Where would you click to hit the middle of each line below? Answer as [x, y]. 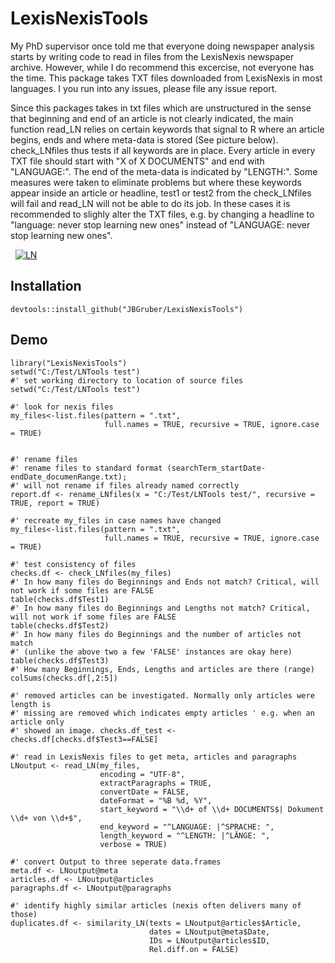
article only [37, 722]
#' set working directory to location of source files [127, 380]
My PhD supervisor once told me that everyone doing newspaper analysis [162, 46]
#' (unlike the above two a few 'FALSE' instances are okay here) [151, 652]
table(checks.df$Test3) [60, 660]
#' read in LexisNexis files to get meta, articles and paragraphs [154, 757]
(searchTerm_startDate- [216, 468]
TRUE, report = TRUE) [55, 503]
